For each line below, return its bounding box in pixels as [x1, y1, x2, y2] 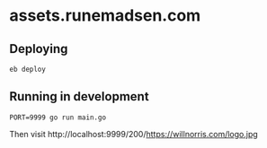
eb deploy [9, 65, 47, 74]
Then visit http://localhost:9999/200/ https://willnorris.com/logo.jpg [9, 128, 258, 139]
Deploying [9, 41, 68, 57]
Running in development [9, 89, 150, 104]
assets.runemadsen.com [9, 5, 201, 26]
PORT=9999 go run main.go [9, 113, 106, 122]
